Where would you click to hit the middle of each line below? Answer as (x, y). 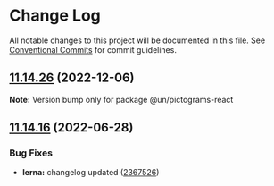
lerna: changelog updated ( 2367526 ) (91, 173)
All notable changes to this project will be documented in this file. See (137, 40)
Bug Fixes (31, 153)
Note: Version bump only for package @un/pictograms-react (121, 99)
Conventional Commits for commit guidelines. (93, 49)
